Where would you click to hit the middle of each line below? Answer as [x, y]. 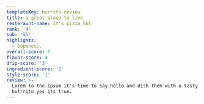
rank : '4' [19, 29]
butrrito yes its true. [42, 92]
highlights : [21, 40]
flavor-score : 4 [27, 58]
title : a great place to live [45, 18]
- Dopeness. [27, 46]
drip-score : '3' [27, 63]
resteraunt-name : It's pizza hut [49, 23]
